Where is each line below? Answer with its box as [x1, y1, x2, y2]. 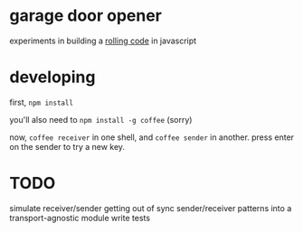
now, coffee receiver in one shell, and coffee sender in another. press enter [9, 132, 295, 143]
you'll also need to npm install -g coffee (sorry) [9, 114, 193, 125]
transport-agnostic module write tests [9, 212, 151, 223]
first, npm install [9, 97, 74, 107]
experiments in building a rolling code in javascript [9, 35, 197, 46]
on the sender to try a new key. [9, 141, 125, 152]
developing [9, 67, 96, 88]
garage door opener [9, 5, 163, 26]
